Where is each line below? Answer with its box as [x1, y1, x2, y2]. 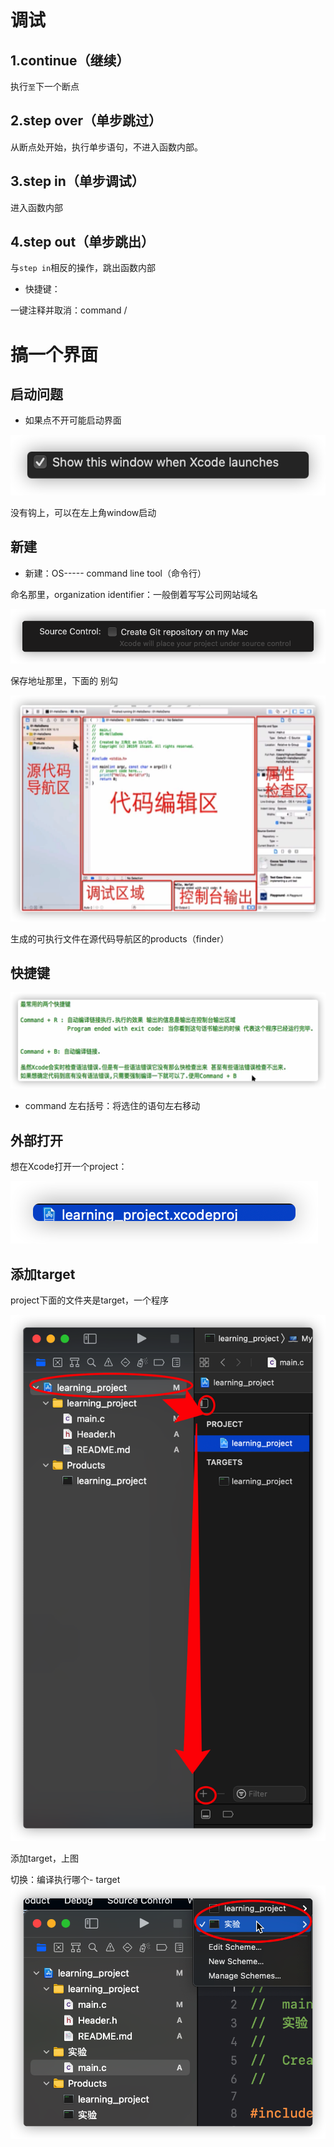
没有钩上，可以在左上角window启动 [10, 507, 157, 519]
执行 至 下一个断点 [10, 81, 80, 92]
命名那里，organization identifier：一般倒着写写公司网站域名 [10, 588, 259, 600]
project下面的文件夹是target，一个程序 [10, 1294, 170, 1306]
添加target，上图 [10, 1852, 79, 1864]
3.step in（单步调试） [10, 173, 145, 190]
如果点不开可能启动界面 [24, 414, 122, 426]
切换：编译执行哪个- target [10, 1874, 121, 1885]
